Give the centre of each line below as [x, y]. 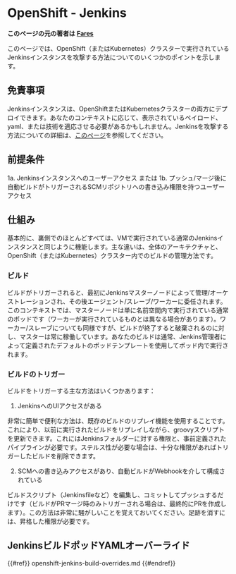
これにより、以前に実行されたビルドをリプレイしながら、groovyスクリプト [116, 429]
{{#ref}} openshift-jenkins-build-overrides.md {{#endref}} [92, 563]
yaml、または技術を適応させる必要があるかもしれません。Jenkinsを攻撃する [118, 126]
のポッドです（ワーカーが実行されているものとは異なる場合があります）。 [114, 319]
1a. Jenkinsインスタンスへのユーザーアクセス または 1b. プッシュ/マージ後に [117, 178]
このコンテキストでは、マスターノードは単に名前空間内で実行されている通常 [118, 310]
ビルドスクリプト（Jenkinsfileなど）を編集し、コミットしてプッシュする [112, 494]
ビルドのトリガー [36, 374]
